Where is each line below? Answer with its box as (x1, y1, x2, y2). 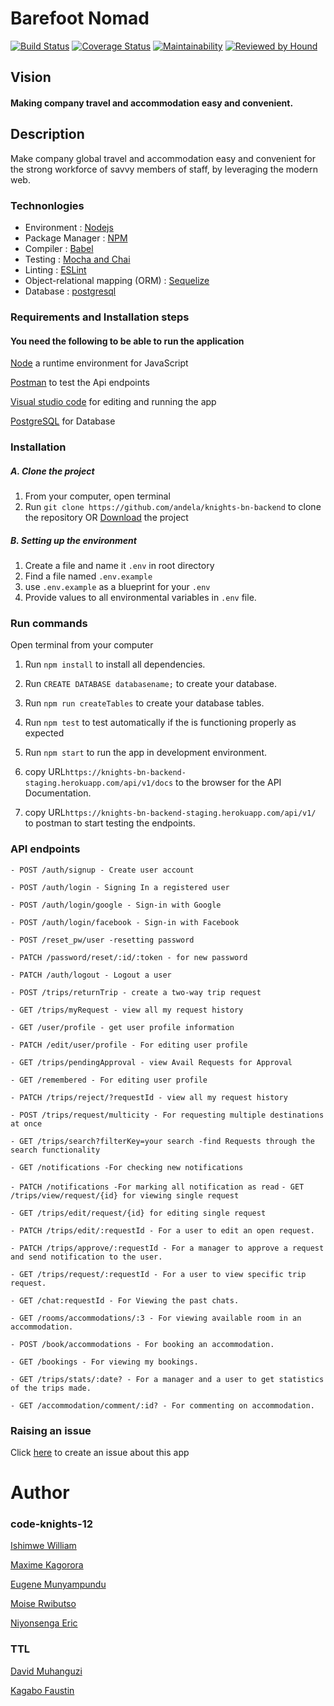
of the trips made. (10, 1383, 92, 1393)
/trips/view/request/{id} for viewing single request (10, 1190, 240, 1201)
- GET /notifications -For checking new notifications (10, 1162, 244, 1172)
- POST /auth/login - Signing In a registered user (10, 882, 230, 892)
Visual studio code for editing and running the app (10, 396, 217, 408)
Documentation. (24, 787, 92, 799)
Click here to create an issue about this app (10, 1446, 190, 1458)
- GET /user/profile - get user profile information (10, 1022, 235, 1032)
